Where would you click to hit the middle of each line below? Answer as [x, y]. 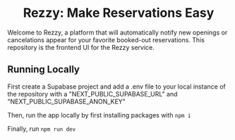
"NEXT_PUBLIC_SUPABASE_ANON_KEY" [66, 101]
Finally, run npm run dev [42, 129]
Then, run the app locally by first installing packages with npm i [99, 115]
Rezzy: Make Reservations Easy [119, 13]
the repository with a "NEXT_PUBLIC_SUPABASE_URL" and [92, 94]
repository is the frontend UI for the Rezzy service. [81, 47]
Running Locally [43, 69]
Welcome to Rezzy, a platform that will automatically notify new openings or [117, 32]
